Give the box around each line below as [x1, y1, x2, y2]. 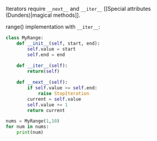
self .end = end [27, 51, 66, 58]
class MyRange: [5, 35, 44, 41]
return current [27, 107, 66, 113]
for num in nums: [5, 124, 49, 130]
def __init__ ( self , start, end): [16, 40, 100, 46]
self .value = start [27, 46, 76, 52]
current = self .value [27, 96, 82, 102]
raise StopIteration [37, 90, 90, 96]
